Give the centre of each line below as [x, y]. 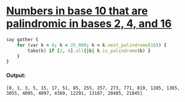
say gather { [22, 39]
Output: [16, 75]
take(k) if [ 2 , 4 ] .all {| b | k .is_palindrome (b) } [89, 51]
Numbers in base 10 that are [77, 11]
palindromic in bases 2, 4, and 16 [89, 24]
